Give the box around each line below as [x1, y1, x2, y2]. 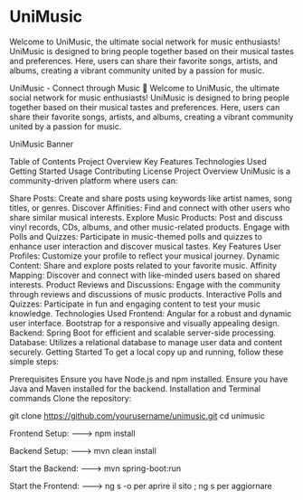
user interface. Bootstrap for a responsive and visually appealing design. [9, 317, 280, 328]
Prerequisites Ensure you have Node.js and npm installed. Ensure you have [9, 373, 289, 384]
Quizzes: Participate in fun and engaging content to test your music [9, 298, 260, 309]
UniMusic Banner [9, 138, 74, 149]
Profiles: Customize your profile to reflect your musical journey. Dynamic [9, 250, 280, 261]
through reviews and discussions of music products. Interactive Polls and [9, 288, 282, 299]
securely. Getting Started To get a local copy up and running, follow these [9, 346, 284, 357]
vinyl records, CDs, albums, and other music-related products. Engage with [9, 222, 290, 232]
